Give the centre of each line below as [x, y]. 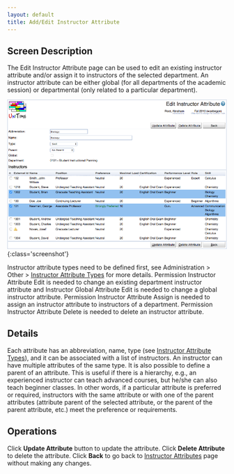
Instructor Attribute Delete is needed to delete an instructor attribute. [106, 311]
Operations [32, 432]
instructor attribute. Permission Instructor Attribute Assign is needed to [109, 297]
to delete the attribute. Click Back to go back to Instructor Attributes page [112, 455]
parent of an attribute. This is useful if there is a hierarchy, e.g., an [102, 372]
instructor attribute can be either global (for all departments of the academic [117, 83]
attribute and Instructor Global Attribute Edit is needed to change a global [112, 290]
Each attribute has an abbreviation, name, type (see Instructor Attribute [109, 350]
